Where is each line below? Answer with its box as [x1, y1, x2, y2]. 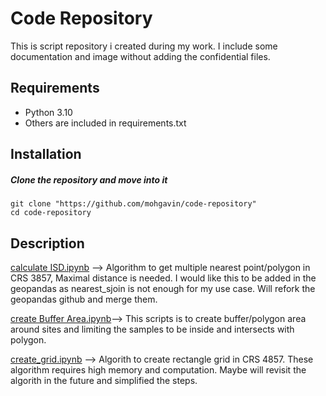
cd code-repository [10, 208, 92, 218]
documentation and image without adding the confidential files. [10, 50, 271, 62]
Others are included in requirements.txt [24, 117, 187, 129]
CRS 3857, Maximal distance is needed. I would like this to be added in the [10, 272, 317, 284]
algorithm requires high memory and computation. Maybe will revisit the [10, 363, 307, 376]
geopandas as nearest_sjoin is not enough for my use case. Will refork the [10, 282, 316, 294]
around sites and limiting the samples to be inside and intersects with [10, 323, 295, 335]
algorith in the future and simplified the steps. [10, 374, 198, 386]
